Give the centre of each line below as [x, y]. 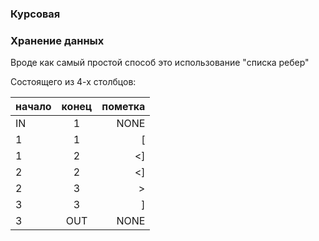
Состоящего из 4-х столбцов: [73, 82]
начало [33, 107]
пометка [123, 107]
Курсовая [35, 14]
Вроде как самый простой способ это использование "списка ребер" [160, 63]
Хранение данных [57, 40]
